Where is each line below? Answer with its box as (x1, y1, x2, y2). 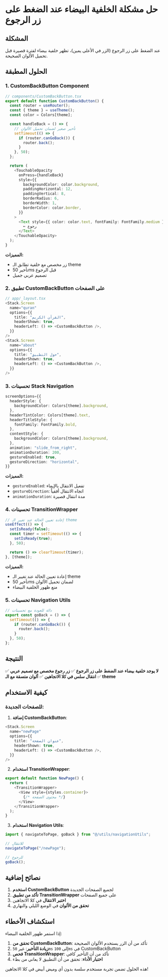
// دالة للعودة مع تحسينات (5, 607, 52, 613)
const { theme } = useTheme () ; (9, 108, 75, 113)
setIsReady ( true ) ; (14, 536, 52, 541)
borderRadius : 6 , (23, 196, 59, 201)
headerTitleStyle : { (9, 417, 52, 422)
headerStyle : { (9, 399, 41, 404)
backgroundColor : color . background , (23, 182, 99, 187)
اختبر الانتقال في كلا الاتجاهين (12, 897, 66, 903)
